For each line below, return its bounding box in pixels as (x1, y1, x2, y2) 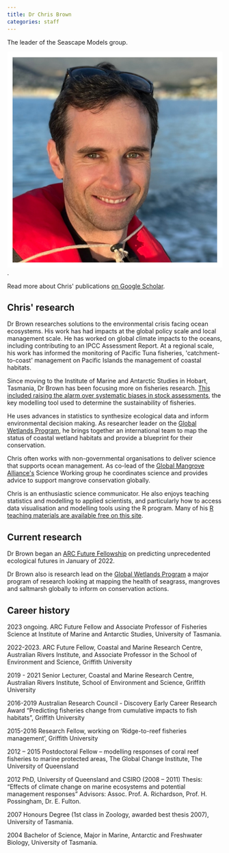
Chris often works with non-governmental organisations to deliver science (7, 455, 216, 463)
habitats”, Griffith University (7, 713, 85, 721)
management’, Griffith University (7, 734, 98, 742)
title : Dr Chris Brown (7, 11, 72, 18)
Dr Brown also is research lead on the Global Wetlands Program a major (7, 570, 209, 579)
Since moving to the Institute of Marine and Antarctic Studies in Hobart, (7, 377, 208, 385)
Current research (7, 531, 82, 543)
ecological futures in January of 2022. (7, 557, 115, 565)
